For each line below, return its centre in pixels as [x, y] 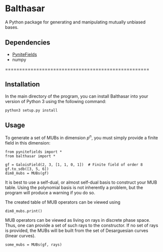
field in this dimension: [28, 143]
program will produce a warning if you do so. [50, 193]
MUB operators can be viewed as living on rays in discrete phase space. [78, 220]
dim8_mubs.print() [24, 211]
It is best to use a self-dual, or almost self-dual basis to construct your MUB [81, 182]
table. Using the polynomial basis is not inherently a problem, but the [74, 188]
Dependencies [28, 43]
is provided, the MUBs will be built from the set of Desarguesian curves [77, 231]
